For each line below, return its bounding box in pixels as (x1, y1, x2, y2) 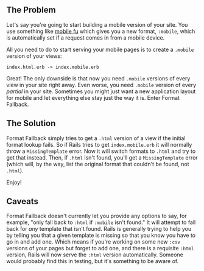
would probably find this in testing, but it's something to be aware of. (6, 258, 179, 265)
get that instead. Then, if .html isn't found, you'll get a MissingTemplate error (6, 153, 198, 161)
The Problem (6, 5, 56, 15)
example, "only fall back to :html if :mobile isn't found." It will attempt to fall (6, 219, 196, 226)
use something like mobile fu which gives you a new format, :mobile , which (6, 27, 195, 35)
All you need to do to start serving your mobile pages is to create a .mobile (6, 46, 194, 53)
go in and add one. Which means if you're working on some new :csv (6, 238, 181, 245)
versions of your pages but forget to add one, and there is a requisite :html (6, 245, 194, 252)
